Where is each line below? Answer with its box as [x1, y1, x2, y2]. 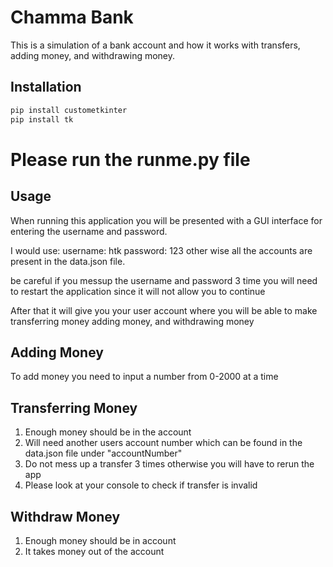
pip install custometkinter [10, 105, 128, 115]
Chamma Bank [10, 6, 134, 29]
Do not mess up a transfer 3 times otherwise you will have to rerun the [24, 458, 315, 470]
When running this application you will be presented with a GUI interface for [10, 214, 323, 226]
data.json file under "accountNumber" [24, 447, 183, 460]
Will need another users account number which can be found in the [24, 437, 303, 449]
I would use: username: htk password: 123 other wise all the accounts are [10, 244, 313, 256]
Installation [10, 79, 82, 96]
